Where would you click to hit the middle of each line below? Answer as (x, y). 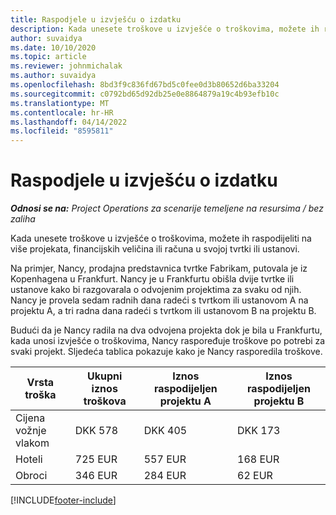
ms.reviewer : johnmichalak (66, 66)
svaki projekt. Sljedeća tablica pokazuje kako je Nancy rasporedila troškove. (166, 352)
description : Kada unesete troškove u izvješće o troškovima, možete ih (165, 29)
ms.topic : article (48, 57)
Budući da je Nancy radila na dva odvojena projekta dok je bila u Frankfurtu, (166, 330)
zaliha (23, 219)
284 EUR (165, 476)
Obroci (31, 476)
